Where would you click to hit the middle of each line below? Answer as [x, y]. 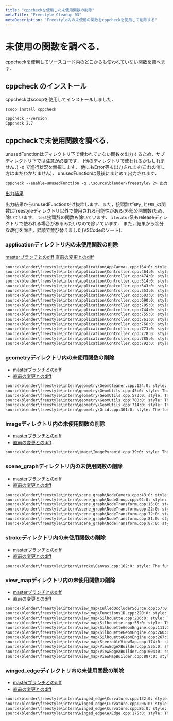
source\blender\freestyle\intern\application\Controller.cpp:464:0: [80, 271]
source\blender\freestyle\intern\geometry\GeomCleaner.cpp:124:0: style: [86, 386]
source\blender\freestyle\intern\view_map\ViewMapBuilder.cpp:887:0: [82, 656]
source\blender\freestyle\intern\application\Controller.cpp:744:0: [80, 310]
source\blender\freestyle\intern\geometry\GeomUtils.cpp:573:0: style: [84, 395]
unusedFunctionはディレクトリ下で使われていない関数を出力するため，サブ [85, 154]
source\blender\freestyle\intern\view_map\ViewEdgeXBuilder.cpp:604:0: [84, 652]
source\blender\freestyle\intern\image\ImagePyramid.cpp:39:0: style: [83, 452]
